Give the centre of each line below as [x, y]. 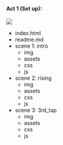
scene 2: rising [33, 78]
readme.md [29, 40]
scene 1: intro [31, 46]
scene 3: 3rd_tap [36, 110]
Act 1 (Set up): [24, 8]
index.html [28, 33]
